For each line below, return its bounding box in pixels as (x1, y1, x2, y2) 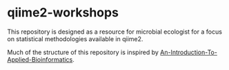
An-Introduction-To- (159, 48, 217, 56)
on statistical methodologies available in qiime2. (7, 34, 143, 43)
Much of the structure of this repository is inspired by (7, 48, 159, 56)
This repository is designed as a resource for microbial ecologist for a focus (7, 27, 223, 36)
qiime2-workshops (7, 5, 119, 21)
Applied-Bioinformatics (7, 55, 73, 63)
